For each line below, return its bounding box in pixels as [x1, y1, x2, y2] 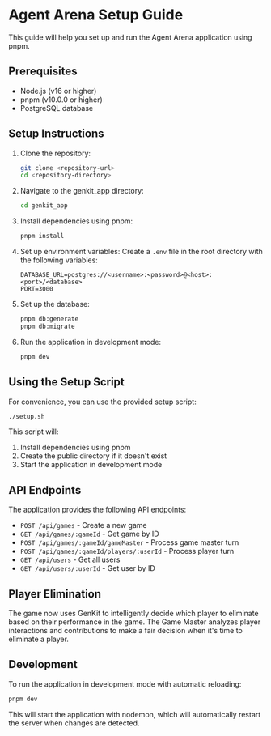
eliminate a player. [8, 634, 69, 644]
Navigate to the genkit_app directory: [19, 186, 144, 196]
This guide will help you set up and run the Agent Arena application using [8, 32, 252, 42]
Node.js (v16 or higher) [19, 86, 97, 96]
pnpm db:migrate [19, 322, 75, 330]
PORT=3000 [19, 285, 54, 293]
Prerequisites [8, 65, 78, 79]
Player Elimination [8, 587, 102, 601]
